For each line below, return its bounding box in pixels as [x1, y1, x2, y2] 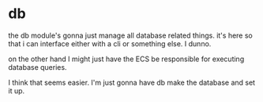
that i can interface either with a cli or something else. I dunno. [8, 38, 212, 48]
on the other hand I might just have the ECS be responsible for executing [8, 54, 245, 64]
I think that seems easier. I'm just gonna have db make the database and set [8, 78, 255, 87]
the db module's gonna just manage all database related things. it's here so [8, 31, 253, 40]
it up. [8, 86, 25, 95]
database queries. [8, 62, 67, 71]
